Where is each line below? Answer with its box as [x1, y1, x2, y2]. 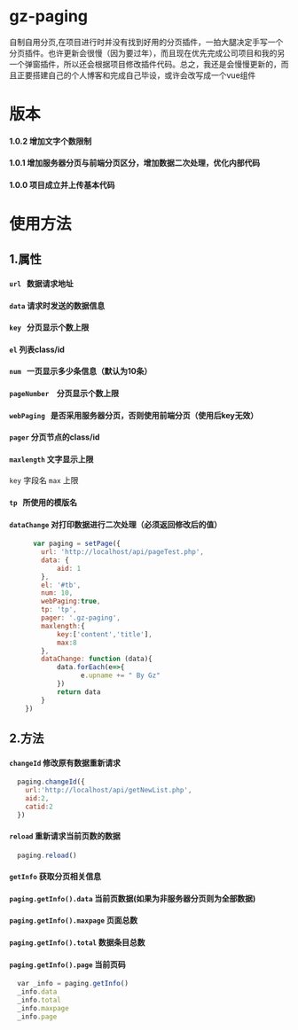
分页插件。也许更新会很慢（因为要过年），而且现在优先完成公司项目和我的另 [9, 47, 286, 59]
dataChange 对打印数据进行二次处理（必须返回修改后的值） [9, 519, 222, 529]
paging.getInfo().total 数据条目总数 [9, 937, 145, 948]
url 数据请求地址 [9, 278, 74, 289]
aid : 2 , [25, 793, 50, 803]
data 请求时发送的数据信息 [9, 300, 105, 311]
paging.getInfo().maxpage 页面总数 [9, 915, 138, 925]
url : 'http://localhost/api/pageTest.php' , [41, 548, 204, 557]
